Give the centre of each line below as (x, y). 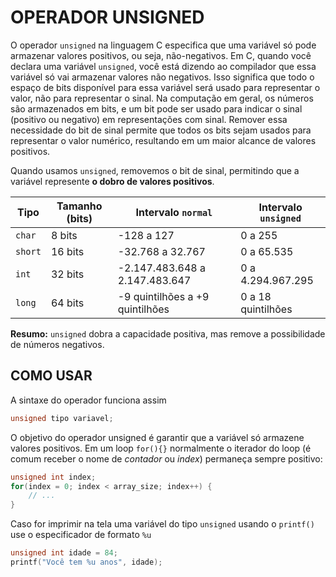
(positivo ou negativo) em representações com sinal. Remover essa (149, 119)
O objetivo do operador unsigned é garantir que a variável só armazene (157, 437)
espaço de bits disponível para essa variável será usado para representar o (165, 87)
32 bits (67, 274)
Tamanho (79, 206)
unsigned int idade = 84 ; (64, 553)
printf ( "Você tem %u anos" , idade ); (86, 562)
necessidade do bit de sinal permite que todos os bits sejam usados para (161, 130)
